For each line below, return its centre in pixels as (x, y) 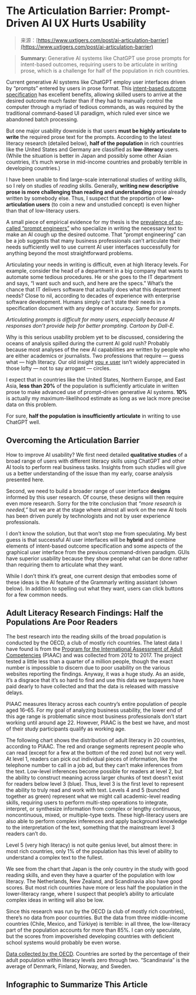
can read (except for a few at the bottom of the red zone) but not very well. (96, 752)
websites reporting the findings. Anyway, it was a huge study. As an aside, (96, 674)
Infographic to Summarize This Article (77, 984)
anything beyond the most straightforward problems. (70, 253)
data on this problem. (32, 404)
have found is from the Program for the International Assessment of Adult (94, 648)
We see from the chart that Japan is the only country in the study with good (97, 868)
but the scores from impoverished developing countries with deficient (90, 936)
